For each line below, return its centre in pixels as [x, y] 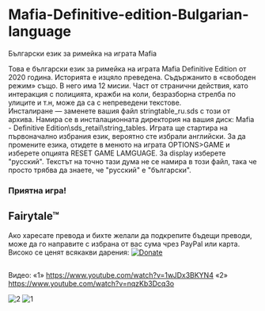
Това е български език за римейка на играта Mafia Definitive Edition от [127, 68]
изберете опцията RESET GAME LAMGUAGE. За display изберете [117, 153]
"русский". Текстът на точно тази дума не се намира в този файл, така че [132, 161]
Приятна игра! [38, 190]
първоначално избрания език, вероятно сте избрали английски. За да [127, 136]
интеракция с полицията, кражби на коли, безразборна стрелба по [122, 94]
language [40, 31]
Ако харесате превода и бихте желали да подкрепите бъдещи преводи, [130, 235]
